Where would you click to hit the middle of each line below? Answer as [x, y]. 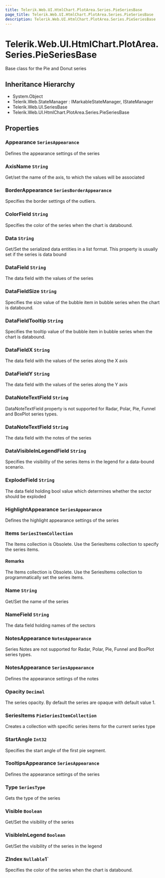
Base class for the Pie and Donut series [46, 69]
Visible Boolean [24, 811]
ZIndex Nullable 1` [27, 859]
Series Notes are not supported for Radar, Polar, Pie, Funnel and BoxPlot [80, 649]
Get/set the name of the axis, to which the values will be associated [75, 177]
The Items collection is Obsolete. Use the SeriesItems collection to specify [82, 544]
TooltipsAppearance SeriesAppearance [52, 763]
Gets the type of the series [33, 798]
